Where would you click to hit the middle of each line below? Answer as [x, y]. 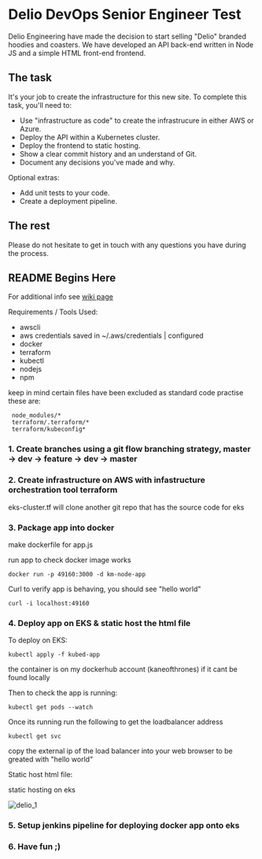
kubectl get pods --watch [50, 707]
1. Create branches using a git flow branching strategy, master [129, 449]
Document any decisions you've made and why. [97, 162]
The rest [29, 226]
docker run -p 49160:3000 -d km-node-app [77, 574]
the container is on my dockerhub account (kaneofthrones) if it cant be [123, 669]
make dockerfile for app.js [50, 544]
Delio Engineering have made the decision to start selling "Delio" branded [127, 36]
